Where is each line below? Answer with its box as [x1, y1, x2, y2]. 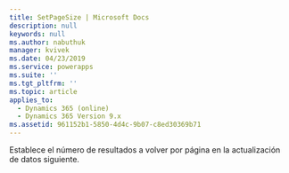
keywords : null [9, 29, 66, 38]
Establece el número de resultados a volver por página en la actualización [9, 145, 281, 155]
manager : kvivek [9, 46, 70, 55]
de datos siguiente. [9, 154, 80, 164]
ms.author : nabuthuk [9, 37, 87, 47]
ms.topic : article [9, 87, 78, 96]
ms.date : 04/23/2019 [9, 54, 87, 63]
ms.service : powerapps [9, 63, 94, 72]
